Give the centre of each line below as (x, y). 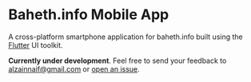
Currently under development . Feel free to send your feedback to (118, 61)
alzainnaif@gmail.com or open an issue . (74, 68)
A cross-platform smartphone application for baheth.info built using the (125, 37)
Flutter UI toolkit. (36, 45)
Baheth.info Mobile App (89, 15)
